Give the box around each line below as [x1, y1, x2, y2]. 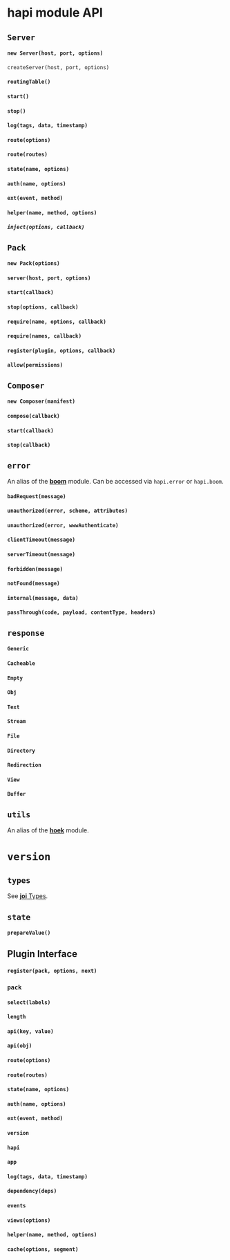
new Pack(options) [7, 260, 60, 267]
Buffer [7, 791, 26, 798]
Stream [7, 718, 26, 725]
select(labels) [7, 998, 51, 1006]
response [7, 628, 45, 638]
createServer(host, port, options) [7, 64, 110, 71]
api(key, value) [7, 1028, 54, 1035]
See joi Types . [7, 892, 48, 900]
